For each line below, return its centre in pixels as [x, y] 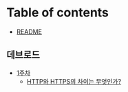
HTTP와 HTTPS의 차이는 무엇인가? [74, 81]
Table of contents [58, 13]
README [29, 32]
